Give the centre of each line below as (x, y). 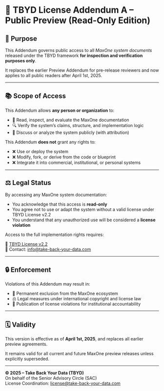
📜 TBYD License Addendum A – (70, 10)
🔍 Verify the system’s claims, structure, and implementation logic (78, 125)
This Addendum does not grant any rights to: (51, 142)
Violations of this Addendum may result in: (48, 284)
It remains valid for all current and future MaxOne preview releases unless (79, 354)
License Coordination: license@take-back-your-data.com (63, 383)
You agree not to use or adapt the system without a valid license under (83, 209)
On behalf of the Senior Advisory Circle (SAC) (51, 378)
